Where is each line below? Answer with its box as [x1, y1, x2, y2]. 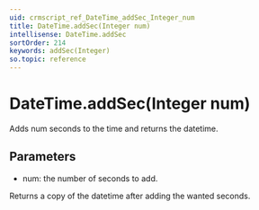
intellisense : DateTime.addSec [9, 30, 127, 39]
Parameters [9, 149, 76, 164]
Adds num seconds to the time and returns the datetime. [9, 123, 219, 134]
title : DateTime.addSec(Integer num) [9, 22, 151, 31]
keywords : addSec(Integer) [9, 47, 111, 56]
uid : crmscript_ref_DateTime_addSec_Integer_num [9, 13, 195, 22]
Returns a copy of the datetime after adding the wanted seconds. [9, 190, 251, 201]
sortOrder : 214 [9, 38, 67, 48]
